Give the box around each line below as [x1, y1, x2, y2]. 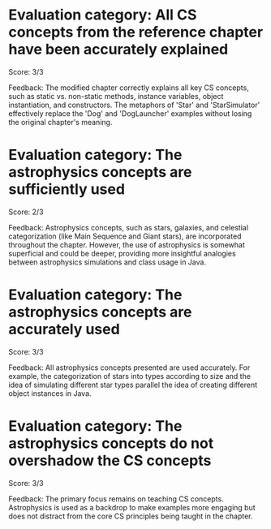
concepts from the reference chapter [8, 23, 264, 41]
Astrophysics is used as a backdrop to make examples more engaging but [8, 502, 256, 512]
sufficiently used [8, 180, 126, 199]
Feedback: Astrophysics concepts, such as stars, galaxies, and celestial [8, 222, 249, 232]
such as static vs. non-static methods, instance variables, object [8, 91, 224, 101]
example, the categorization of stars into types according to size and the [8, 371, 252, 381]
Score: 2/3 [8, 207, 44, 217]
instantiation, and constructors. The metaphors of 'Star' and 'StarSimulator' [8, 100, 260, 110]
